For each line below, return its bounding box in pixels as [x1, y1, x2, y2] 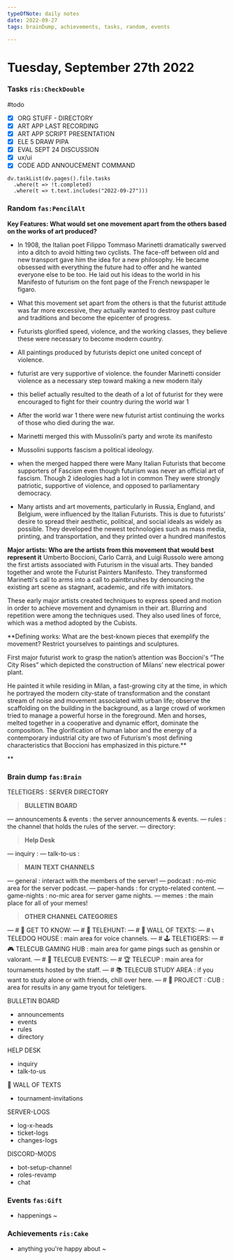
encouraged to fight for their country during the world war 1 [17, 397, 189, 406]
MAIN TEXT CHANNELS [24, 863, 95, 871]
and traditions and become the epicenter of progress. [17, 313, 172, 322]
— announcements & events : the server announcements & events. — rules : [7, 815, 226, 823]
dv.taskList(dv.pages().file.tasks [7, 176, 111, 182]
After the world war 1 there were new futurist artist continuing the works [17, 410, 225, 420]
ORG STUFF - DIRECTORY [17, 113, 94, 122]
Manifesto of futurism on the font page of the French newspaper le [17, 278, 210, 286]
